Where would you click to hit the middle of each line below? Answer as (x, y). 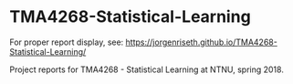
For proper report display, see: (67, 42)
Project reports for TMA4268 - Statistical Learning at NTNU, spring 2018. (147, 69)
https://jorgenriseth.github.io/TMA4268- (202, 42)
